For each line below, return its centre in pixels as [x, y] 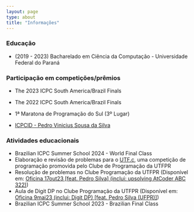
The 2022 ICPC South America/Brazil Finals [68, 102]
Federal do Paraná [37, 62]
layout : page [22, 12]
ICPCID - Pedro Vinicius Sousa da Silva [63, 125]
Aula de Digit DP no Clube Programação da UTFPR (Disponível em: [96, 191]
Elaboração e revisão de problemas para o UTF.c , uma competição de [100, 160]
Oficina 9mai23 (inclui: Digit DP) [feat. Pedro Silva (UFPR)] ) [87, 197]
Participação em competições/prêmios [63, 78]
